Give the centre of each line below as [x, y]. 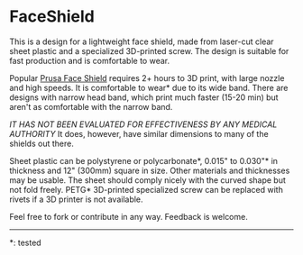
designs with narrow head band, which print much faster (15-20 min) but [144, 97]
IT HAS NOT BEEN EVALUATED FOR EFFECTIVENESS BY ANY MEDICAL [143, 124]
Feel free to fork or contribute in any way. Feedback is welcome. [129, 216]
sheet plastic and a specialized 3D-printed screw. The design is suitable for [149, 50]
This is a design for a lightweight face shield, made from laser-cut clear [142, 41]
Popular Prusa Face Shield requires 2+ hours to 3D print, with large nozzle [147, 77]
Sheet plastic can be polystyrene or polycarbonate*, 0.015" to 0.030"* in [143, 160]
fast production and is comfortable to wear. [89, 60]
